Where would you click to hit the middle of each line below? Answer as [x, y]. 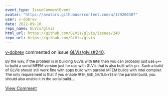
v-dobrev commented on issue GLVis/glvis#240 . [55, 52]
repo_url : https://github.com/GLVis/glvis [50, 38]
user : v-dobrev [21, 19]
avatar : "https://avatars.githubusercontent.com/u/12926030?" [71, 15]
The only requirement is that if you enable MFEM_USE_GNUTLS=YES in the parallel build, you [80, 74]
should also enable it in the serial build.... [40, 79]
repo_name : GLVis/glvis [30, 29]
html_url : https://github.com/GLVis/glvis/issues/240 [63, 33]
